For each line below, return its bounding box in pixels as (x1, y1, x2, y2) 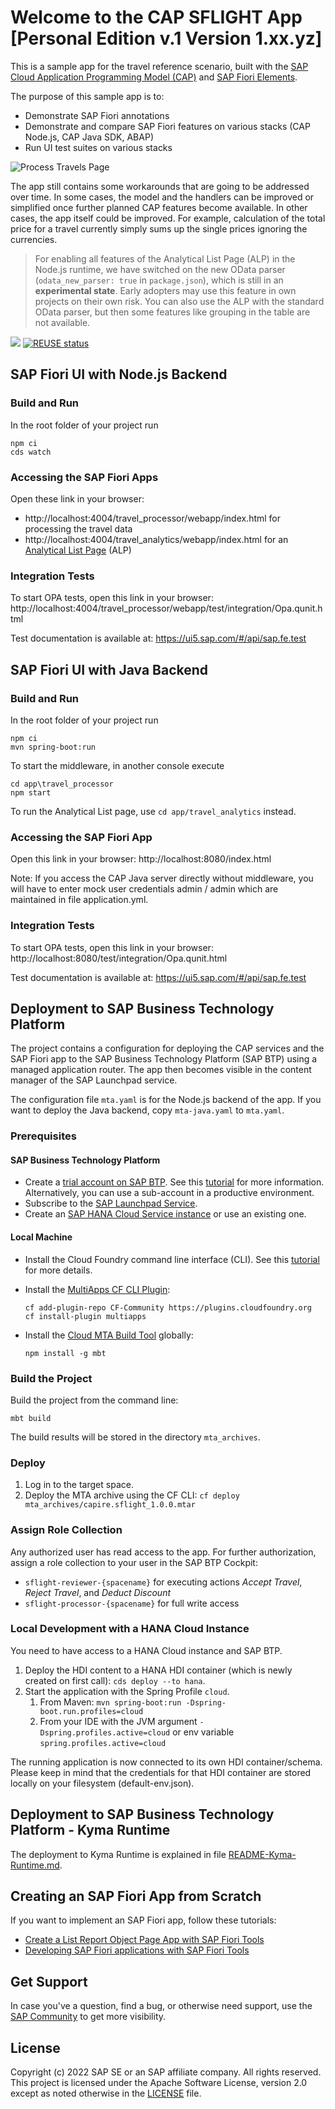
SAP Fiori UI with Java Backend (10, 661, 209, 678)
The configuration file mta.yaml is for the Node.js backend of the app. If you (10, 1094, 322, 1106)
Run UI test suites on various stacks (24, 141, 173, 153)
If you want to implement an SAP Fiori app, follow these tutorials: (10, 1914, 277, 1926)
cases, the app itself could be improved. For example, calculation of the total (10, 212, 326, 224)
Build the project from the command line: (10, 1394, 179, 1406)
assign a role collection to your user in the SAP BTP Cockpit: (10, 1556, 258, 1568)
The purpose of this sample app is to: (10, 90, 165, 102)
